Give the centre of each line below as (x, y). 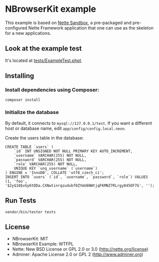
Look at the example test (43, 48)
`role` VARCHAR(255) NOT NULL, (46, 164)
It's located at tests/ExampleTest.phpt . (44, 60)
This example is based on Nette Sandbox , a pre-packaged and (68, 23)
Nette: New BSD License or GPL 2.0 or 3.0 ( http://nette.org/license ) (80, 249)
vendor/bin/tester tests (30, 212)
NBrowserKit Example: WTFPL (43, 244)
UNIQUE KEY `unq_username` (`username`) (56, 168)
